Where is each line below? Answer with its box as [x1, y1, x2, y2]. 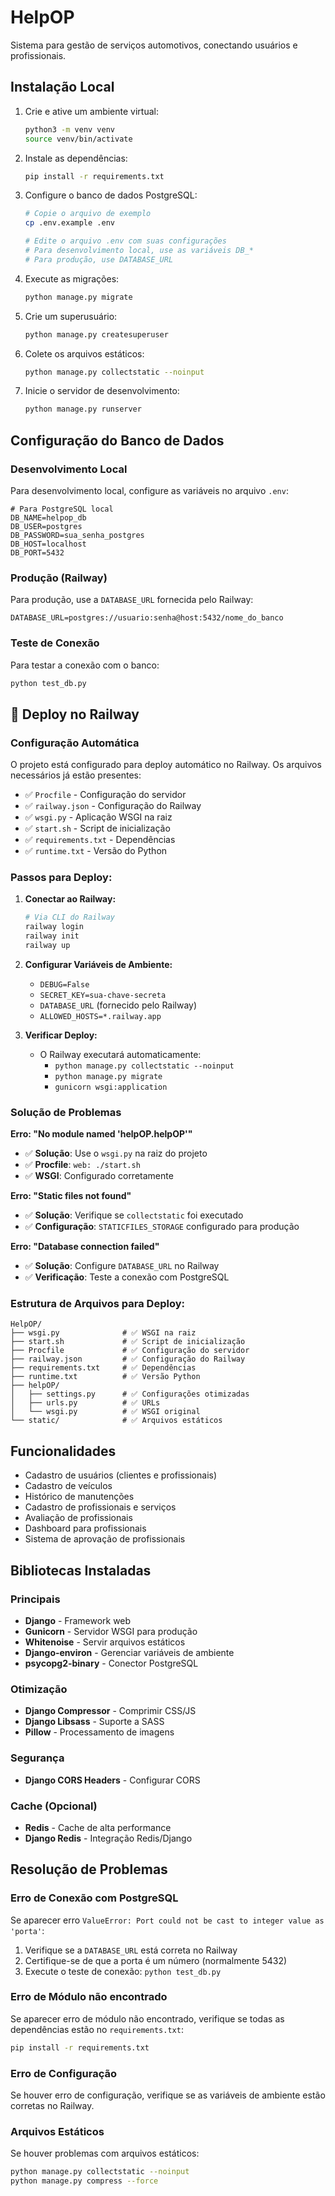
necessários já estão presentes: [10, 769, 142, 781]
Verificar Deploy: [24, 1029, 98, 1041]
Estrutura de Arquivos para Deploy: [10, 1297, 185, 1311]
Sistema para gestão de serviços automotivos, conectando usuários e [10, 39, 298, 51]
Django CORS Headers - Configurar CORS [24, 1774, 201, 1786]
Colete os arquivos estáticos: [24, 347, 145, 360]
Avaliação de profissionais [24, 1512, 133, 1524]
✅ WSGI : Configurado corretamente [24, 1170, 174, 1182]
